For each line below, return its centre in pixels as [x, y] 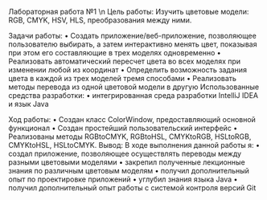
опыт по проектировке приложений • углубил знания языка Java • [123, 179]
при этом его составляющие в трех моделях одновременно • [115, 53]
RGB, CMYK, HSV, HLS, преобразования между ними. [100, 20]
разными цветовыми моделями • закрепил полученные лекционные [127, 162]
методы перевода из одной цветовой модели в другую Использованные [134, 87]
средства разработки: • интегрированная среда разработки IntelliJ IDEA [133, 95]
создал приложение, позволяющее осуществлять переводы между [125, 153]
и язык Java [29, 104]
